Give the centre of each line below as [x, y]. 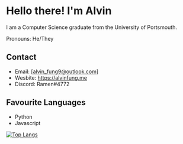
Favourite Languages [46, 102]
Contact [21, 57]
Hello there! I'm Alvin [59, 11]
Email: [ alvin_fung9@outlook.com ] [57, 71]
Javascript [28, 123]
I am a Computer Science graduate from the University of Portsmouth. [92, 27]
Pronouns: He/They [30, 38]
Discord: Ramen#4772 [42, 84]
